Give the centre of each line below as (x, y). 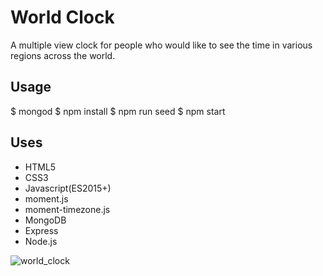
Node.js (41, 241)
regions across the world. (63, 55)
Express (41, 230)
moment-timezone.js (67, 209)
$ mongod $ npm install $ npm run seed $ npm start (118, 111)
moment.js (46, 198)
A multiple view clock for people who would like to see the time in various (161, 45)
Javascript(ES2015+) (68, 188)
